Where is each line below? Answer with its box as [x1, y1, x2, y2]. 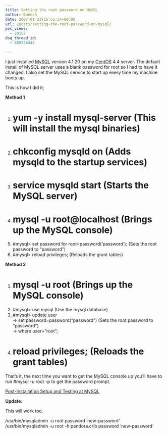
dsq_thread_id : [5, 36, 37, 41]
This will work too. [5, 408, 43, 414]
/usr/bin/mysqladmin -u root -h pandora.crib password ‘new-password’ [5, 423, 154, 429]
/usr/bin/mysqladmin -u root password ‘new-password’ [5, 418, 120, 424]
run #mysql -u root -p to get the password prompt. [5, 378, 110, 384]
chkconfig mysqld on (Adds [12, 146, 131, 157]
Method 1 [5, 94, 25, 100]
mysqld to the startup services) [12, 157, 147, 168]
